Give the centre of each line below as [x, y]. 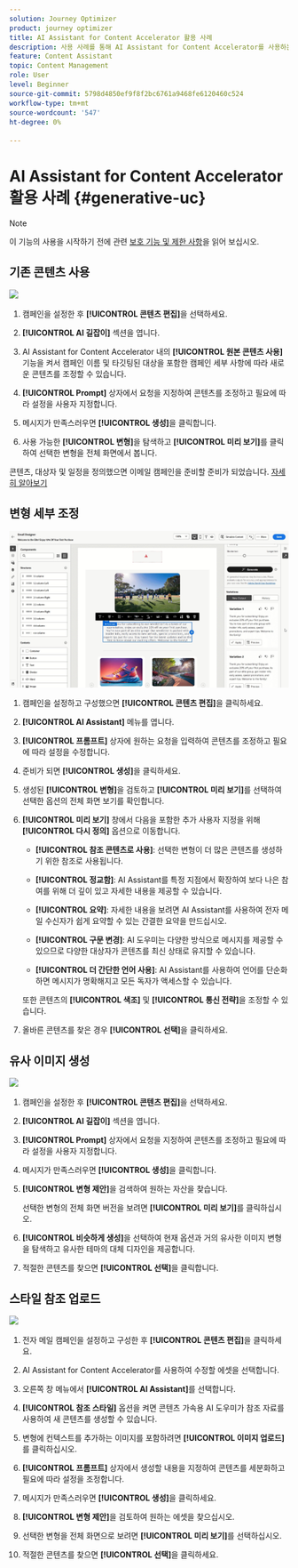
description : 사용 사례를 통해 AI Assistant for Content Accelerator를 [137, 47]
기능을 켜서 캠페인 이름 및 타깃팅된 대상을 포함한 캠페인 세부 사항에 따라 [145, 362]
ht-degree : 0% [35, 122]
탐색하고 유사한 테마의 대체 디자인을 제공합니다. [113, 1249]
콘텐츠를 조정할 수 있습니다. [79, 374]
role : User [29, 76]
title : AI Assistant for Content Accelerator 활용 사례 [111, 37]
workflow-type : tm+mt [49, 103]
